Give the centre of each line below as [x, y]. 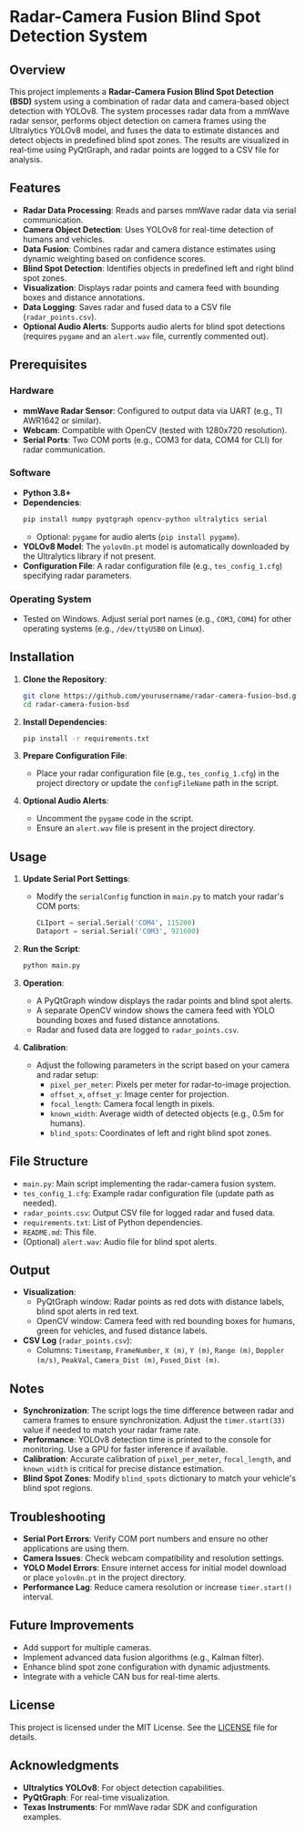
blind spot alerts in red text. [87, 1311]
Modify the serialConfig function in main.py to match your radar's [160, 896]
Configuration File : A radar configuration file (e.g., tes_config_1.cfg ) [152, 565]
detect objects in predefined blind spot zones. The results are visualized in [149, 140]
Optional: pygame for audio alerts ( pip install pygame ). [138, 536]
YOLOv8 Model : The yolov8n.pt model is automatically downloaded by [156, 546]
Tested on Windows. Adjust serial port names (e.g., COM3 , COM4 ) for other [157, 618]
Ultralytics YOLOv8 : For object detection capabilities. [123, 1787]
